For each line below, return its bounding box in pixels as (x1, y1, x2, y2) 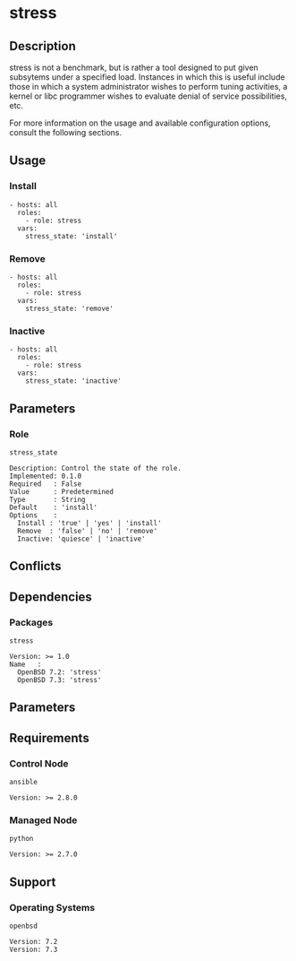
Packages (9, 616, 54, 628)
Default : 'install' (9, 503, 98, 512)
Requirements (9, 730, 89, 746)
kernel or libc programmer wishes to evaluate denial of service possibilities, (9, 91, 288, 101)
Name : (9, 660, 42, 670)
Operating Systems (9, 901, 96, 913)
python (9, 835, 34, 844)
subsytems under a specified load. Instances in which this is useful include (9, 72, 285, 82)
